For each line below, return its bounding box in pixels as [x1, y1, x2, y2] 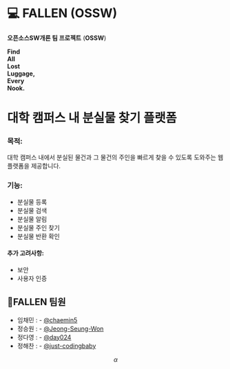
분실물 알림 [17, 214, 48, 223]
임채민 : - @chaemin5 [17, 315, 78, 324]
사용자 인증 [17, 274, 48, 282]
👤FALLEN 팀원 [7, 296, 67, 308]
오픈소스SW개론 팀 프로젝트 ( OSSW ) [7, 34, 107, 42]
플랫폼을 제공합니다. [7, 162, 61, 170]
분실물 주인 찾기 [17, 223, 60, 232]
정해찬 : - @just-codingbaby [17, 342, 96, 350]
